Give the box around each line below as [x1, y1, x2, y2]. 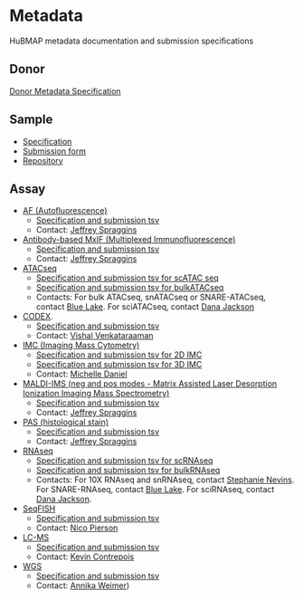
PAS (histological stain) [22, 417, 109, 428]
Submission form [22, 146, 86, 157]
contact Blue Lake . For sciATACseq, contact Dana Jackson [35, 301, 255, 312]
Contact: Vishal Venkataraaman [35, 330, 154, 341]
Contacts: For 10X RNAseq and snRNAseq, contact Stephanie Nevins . [35, 474, 295, 485]
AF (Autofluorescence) [22, 205, 108, 216]
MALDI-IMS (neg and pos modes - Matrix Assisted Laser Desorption [22, 378, 278, 389]
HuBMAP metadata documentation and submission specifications [9, 35, 254, 46]
